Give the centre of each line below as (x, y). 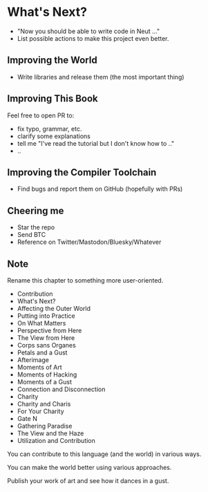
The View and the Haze (50, 433)
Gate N (27, 418)
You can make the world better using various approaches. (89, 467)
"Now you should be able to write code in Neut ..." (88, 31)
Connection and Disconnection (61, 389)
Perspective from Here (49, 330)
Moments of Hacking (47, 375)
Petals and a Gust (42, 352)
